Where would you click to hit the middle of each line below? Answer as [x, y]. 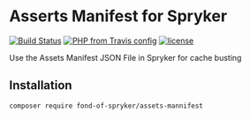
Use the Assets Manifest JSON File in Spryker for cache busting [125, 57]
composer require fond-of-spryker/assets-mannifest [106, 106]
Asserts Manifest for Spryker [118, 16]
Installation [41, 86]
